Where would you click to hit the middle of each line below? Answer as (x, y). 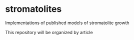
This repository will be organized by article (49, 32)
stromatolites (33, 9)
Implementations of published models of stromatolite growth (67, 23)
